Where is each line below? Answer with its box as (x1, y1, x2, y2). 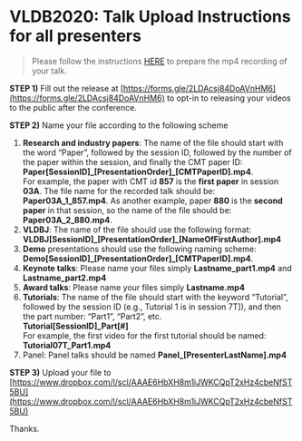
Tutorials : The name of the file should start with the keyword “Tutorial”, (22, 291, 288, 302)
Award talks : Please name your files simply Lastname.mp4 (22, 281, 245, 292)
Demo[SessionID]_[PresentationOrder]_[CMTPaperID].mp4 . (22, 252, 254, 264)
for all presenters (9, 25, 142, 46)
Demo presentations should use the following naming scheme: (22, 243, 257, 254)
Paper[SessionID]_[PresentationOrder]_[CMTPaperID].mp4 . (22, 166, 254, 177)
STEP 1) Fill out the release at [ (9, 83, 124, 93)
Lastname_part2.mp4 (22, 272, 107, 283)
